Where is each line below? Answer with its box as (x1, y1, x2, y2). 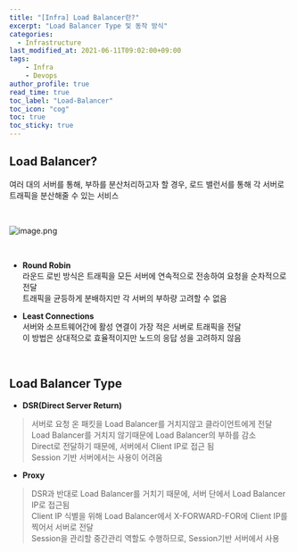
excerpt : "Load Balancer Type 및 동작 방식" (9, 21, 168, 30)
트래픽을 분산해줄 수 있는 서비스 (9, 189, 120, 201)
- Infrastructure (17, 38, 82, 47)
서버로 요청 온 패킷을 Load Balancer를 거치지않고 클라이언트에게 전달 (30, 418, 273, 429)
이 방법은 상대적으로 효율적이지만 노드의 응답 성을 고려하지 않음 (21, 332, 242, 343)
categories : (9, 29, 54, 38)
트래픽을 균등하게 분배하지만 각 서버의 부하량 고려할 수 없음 (21, 292, 227, 304)
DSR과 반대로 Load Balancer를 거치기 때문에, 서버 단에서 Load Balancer (30, 488, 286, 498)
